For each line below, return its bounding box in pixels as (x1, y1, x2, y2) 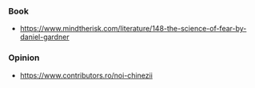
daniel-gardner (19, 32, 70, 42)
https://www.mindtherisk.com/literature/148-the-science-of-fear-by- (19, 24, 247, 34)
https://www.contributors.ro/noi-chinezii (19, 70, 153, 80)
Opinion (8, 52, 40, 63)
